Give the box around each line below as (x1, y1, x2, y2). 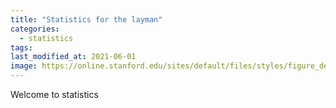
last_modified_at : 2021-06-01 (10, 52, 137, 62)
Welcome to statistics (10, 89, 99, 100)
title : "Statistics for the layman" (10, 14, 163, 25)
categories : (10, 24, 60, 34)
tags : (10, 42, 33, 53)
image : (10, 61, 38, 71)
